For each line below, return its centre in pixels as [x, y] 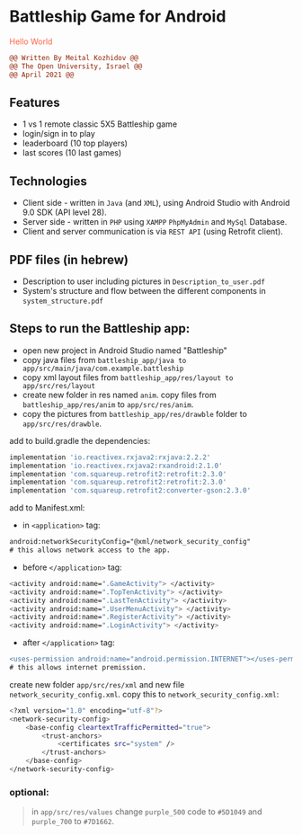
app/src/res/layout [59, 386]
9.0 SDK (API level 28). [65, 212]
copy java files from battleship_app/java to [104, 360]
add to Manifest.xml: [47, 508]
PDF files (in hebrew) [69, 259]
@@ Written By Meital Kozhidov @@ [74, 58]
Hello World [31, 41]
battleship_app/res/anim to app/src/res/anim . [108, 404]
